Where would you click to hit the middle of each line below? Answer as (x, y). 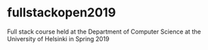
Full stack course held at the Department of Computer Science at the (104, 32)
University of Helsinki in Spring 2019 (58, 38)
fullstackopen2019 (62, 13)
